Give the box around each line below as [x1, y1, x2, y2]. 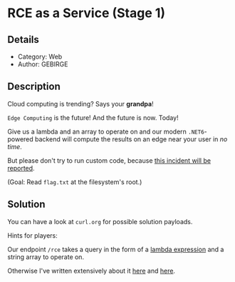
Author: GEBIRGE [17, 60, 68, 69]
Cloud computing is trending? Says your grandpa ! [7, 99, 155, 108]
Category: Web [17, 52, 63, 61]
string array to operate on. [7, 252, 84, 261]
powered [7, 134, 33, 143]
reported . [7, 163, 35, 172]
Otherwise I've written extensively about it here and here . [7, 266, 176, 275]
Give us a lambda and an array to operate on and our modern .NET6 [7, 127, 204, 136]
